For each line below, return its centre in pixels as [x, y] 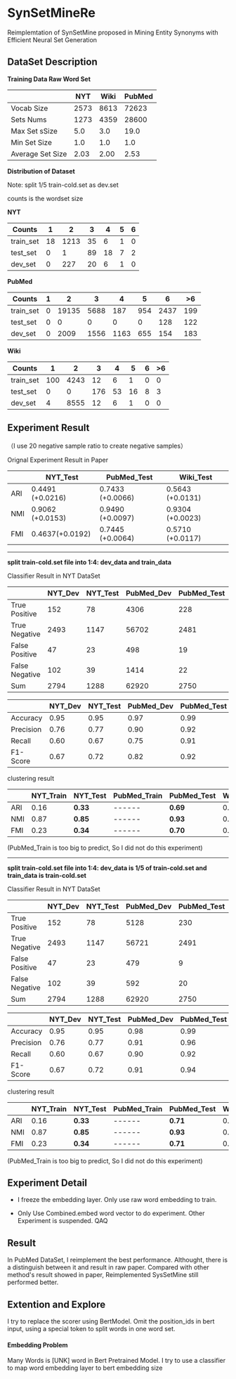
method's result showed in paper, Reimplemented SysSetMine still [103, 1275]
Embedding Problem [38, 1345]
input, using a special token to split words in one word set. [91, 1329]
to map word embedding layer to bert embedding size [85, 1368]
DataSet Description [52, 62]
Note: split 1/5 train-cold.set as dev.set [63, 185]
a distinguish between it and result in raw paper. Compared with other [108, 1267]
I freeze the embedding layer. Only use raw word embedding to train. [117, 1200]
